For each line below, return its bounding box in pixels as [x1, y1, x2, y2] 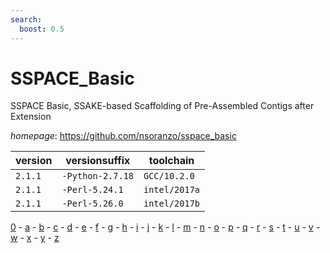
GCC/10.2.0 [143, 171, 195, 182]
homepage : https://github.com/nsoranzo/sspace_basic [10, 130, 237, 142]
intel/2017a [143, 184, 201, 196]
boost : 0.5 [19, 24, 65, 34]
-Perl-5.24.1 [61, 184, 124, 196]
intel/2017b [143, 198, 201, 210]
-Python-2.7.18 [61, 171, 134, 182]
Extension [10, 111, 52, 123]
